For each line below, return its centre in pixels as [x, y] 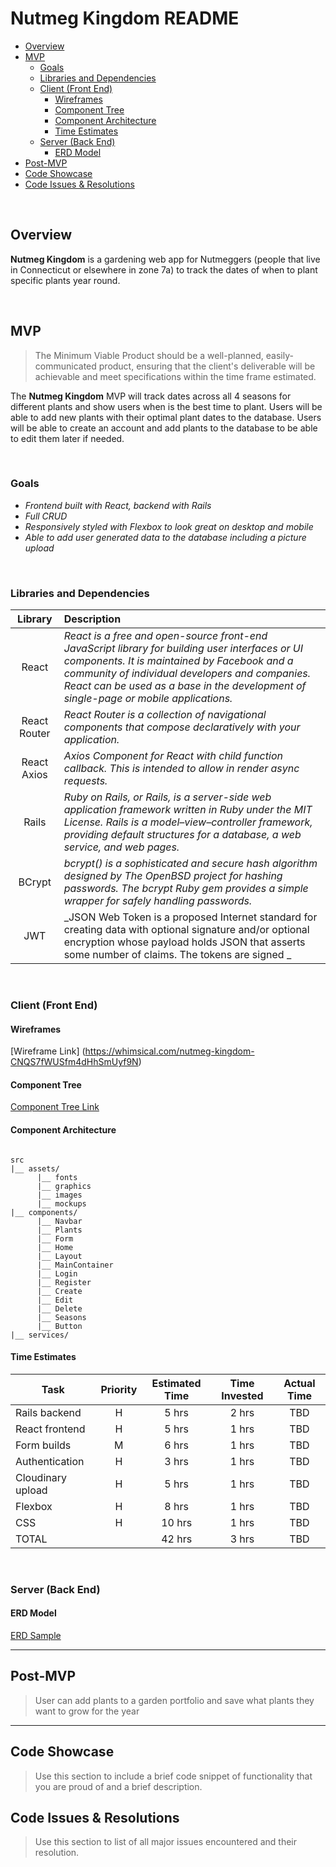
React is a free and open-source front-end [165, 636]
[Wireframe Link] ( [48, 1051]
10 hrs [177, 1522]
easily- [279, 355]
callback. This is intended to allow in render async [181, 769]
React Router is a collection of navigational [165, 715]
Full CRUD [46, 516]
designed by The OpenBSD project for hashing [173, 876]
